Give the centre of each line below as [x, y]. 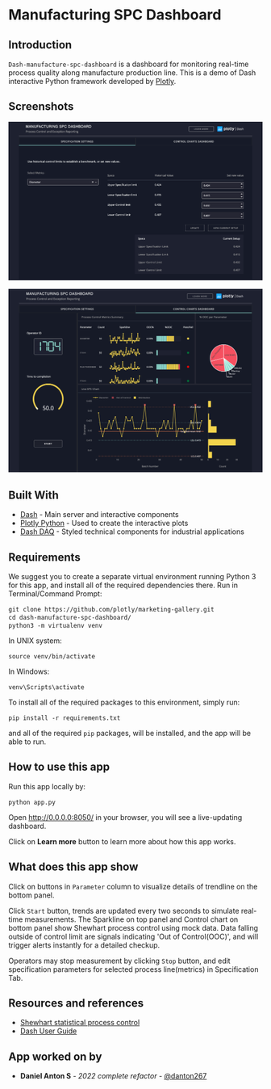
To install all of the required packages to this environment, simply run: [124, 702]
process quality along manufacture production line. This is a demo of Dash [132, 73]
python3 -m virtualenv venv [56, 625]
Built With [33, 495]
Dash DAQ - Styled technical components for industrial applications [132, 532]
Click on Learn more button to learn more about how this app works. [122, 841]
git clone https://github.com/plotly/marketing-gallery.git [112, 609]
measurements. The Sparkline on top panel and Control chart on [131, 919]
